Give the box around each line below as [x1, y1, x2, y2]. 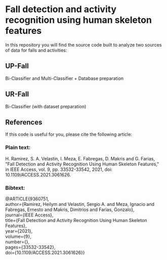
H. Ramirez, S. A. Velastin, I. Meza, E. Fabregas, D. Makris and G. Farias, [5, 155, 155, 161]
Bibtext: [5, 184, 25, 191]
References [5, 118, 43, 126]
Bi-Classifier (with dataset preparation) [5, 103, 87, 109]
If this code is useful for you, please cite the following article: [5, 132, 133, 138]
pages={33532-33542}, [5, 244, 56, 250]
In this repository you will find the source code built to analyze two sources [5, 41, 162, 48]
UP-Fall [5, 62, 29, 70]
